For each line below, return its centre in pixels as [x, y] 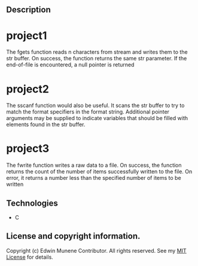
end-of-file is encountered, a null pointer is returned [70, 65]
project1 [27, 36]
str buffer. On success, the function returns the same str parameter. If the [97, 59]
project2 [28, 89]
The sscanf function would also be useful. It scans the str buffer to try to [95, 106]
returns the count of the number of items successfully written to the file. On [99, 172]
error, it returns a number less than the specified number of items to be [94, 178]
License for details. [30, 257]
